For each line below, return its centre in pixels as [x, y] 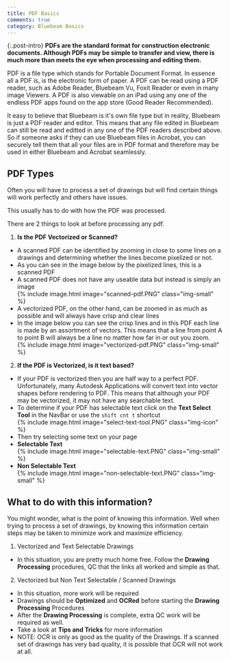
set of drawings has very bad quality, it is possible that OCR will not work [120, 644]
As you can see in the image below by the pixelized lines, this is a [109, 265]
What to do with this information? [80, 502]
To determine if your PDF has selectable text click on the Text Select [114, 408]
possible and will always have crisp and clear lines [88, 316]
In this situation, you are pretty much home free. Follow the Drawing [113, 559]
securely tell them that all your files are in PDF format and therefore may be [113, 145]
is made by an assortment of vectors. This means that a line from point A [119, 330]
